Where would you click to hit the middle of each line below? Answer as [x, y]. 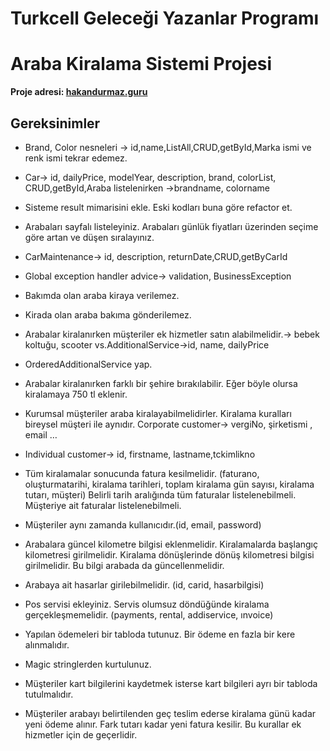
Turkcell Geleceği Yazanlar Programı [165, 18]
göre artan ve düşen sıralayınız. [89, 237]
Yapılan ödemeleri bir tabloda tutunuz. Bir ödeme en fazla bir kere [160, 634]
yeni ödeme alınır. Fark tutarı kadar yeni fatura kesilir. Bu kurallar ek [163, 724]
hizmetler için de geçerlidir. [81, 734]
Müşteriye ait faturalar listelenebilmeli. [103, 505]
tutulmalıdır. [49, 694]
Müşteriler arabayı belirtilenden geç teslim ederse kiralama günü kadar [170, 713]
